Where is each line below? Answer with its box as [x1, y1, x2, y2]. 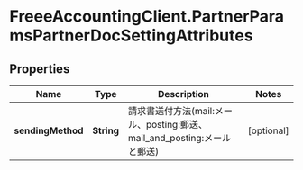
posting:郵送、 [145, 119, 207, 130]
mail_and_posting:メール [127, 132, 232, 144]
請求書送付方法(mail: [127, 105, 215, 117]
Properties [9, 61, 70, 76]
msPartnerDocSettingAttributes [9, 25, 254, 46]
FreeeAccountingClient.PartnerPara [9, 6, 285, 27]
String [92, 124, 120, 137]
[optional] [247, 124, 289, 137]
